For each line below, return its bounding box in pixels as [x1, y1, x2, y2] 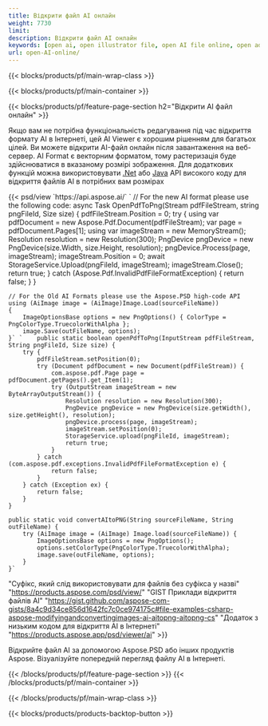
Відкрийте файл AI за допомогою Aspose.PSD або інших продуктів [8, 645, 235, 655]
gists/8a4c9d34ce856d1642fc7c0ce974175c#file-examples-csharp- [8, 605, 234, 613]
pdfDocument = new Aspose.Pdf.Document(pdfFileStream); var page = [8, 217, 242, 227]
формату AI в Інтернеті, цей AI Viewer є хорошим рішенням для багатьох [8, 134, 257, 144]
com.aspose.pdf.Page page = [50, 369, 145, 377]
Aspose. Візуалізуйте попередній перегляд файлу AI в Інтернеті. [8, 654, 226, 663]
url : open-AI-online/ [8, 49, 81, 57]
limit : [8, 26, 30, 34]
